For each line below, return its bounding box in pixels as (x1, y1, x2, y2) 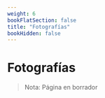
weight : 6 (7, 10, 36, 17)
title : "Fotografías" (7, 23, 71, 30)
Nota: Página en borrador (24, 83, 98, 92)
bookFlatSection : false (7, 17, 77, 24)
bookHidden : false (7, 29, 61, 37)
